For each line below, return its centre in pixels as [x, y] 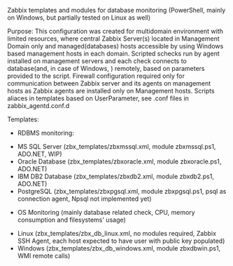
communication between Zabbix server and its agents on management [109, 83]
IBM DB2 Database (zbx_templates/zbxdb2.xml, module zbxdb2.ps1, [116, 176]
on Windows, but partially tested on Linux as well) [79, 18]
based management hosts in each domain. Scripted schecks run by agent [114, 53]
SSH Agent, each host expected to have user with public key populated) [121, 241]
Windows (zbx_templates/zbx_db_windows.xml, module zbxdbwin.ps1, [119, 248]
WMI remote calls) [44, 256]
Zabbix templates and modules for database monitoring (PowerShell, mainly [116, 10]
